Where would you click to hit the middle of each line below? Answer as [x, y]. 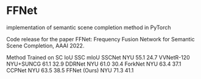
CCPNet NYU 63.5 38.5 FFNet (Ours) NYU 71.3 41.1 [70, 70]
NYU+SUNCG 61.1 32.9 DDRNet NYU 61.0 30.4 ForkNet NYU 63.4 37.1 [94, 64]
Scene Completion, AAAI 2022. [45, 46]
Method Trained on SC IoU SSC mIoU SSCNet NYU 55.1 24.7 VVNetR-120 [98, 57]
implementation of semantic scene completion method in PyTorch [89, 27]
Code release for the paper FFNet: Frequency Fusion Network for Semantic [100, 39]
